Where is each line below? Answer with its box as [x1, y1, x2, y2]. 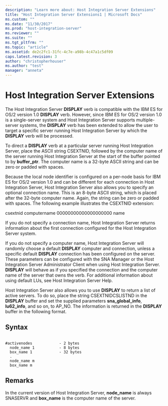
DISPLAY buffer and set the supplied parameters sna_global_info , [5, 298, 142, 304]
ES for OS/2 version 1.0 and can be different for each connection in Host [5, 179, 154, 185]
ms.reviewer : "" [5, 31, 39, 36]
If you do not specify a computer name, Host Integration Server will [5, 240, 144, 246]
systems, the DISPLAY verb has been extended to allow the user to [20, 122, 158, 128]
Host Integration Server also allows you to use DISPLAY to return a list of [5, 287, 155, 293]
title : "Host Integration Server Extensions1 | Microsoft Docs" [5, 12, 142, 17]
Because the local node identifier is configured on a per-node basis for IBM [5, 174, 161, 180]
